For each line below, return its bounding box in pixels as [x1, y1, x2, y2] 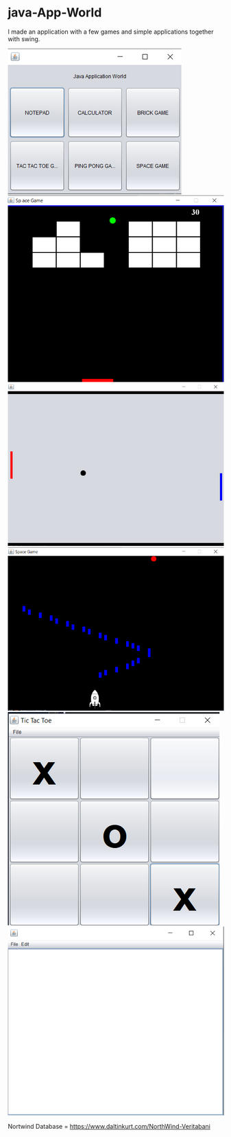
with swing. [8, 34, 40, 43]
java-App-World [8, 5, 102, 21]
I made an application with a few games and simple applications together [8, 27, 215, 36]
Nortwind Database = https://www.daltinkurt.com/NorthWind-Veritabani [8, 1122, 211, 1130]
